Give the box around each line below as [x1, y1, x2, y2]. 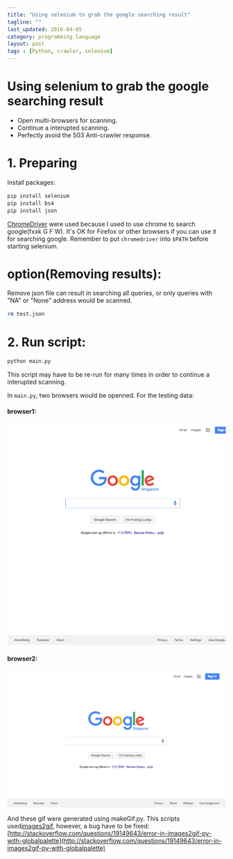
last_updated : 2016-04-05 [7, 26, 82, 33]
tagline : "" [7, 18, 42, 26]
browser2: [7, 654, 38, 663]
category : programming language [7, 33, 101, 40]
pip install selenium [7, 192, 70, 199]
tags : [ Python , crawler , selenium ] [7, 48, 113, 55]
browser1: [7, 407, 37, 416]
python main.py [7, 358, 51, 365]
